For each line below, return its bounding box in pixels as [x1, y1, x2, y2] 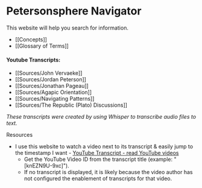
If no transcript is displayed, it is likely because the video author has [24, 169, 193, 176]
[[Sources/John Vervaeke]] [14, 69, 83, 77]
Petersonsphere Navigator [6, 4, 142, 18]
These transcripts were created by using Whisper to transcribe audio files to [6, 113, 197, 121]
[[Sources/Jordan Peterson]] [14, 76, 86, 83]
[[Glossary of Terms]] [14, 42, 69, 49]
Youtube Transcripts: [6, 56, 61, 63]
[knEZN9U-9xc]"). [24, 162, 69, 169]
